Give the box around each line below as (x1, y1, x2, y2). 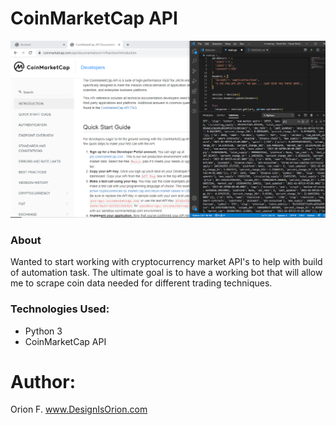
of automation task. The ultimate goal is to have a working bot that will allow (10, 267, 323, 279)
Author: (10, 370, 77, 393)
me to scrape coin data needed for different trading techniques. (10, 277, 273, 289)
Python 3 (24, 325, 63, 337)
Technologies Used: (10, 302, 110, 316)
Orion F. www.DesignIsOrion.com (10, 403, 148, 416)
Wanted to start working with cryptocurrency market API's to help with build (10, 256, 323, 268)
